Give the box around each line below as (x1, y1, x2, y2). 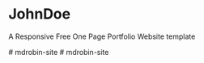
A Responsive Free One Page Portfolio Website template (8, 31, 196, 41)
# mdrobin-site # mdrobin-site (8, 47, 109, 57)
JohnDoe (8, 5, 71, 23)
